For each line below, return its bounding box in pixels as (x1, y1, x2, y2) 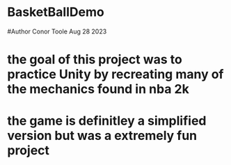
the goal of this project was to (7, 52, 182, 68)
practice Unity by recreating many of (7, 67, 224, 82)
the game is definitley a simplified (7, 113, 207, 129)
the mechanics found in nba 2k (7, 81, 189, 97)
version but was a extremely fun (7, 128, 198, 143)
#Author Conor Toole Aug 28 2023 (7, 27, 107, 36)
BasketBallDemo (7, 4, 104, 20)
